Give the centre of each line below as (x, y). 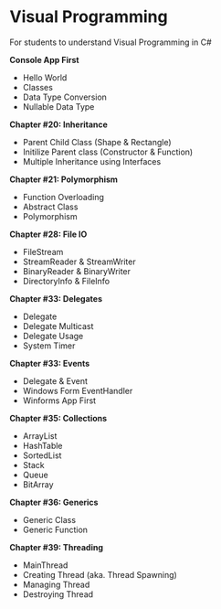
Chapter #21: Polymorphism (64, 179)
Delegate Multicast (58, 326)
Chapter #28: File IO (48, 234)
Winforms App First (59, 401)
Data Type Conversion (65, 97)
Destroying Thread (58, 594)
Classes (37, 87)
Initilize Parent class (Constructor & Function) (108, 152)
